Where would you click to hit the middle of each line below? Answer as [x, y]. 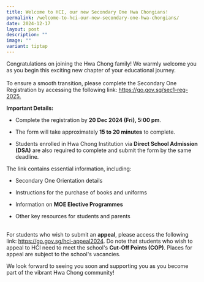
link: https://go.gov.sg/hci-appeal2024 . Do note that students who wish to [100, 241]
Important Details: [30, 108]
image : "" [19, 40]
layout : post [23, 29]
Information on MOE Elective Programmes [69, 204]
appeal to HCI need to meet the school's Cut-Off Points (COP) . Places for [100, 247]
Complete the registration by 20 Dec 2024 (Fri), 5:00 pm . [88, 120]
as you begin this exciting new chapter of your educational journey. [91, 70]
